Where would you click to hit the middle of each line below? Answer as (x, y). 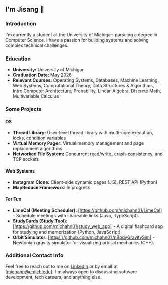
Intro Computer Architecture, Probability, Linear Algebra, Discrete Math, (87, 91)
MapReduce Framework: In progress (51, 188)
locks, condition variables (39, 138)
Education (18, 59)
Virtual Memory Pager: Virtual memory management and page (78, 143)
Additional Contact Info (34, 255)
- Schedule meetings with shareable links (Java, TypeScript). (76, 215)
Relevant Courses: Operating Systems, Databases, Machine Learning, (86, 80)
